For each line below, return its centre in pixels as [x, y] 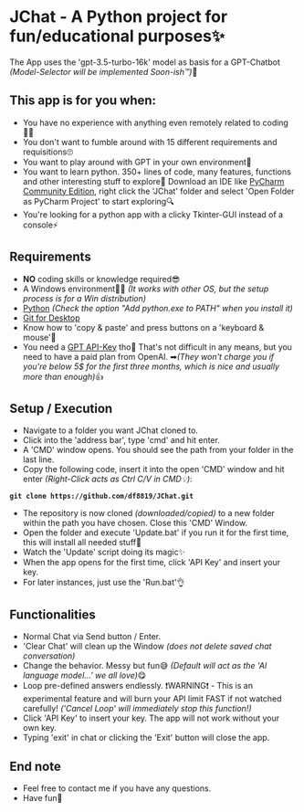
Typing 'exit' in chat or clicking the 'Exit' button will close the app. [146, 738]
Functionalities [52, 614]
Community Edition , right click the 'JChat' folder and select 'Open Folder [158, 191]
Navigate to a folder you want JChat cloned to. [110, 430]
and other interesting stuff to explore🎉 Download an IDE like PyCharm [153, 181]
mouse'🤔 [39, 337]
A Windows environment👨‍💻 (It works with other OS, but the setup [146, 289]
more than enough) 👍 [63, 376]
